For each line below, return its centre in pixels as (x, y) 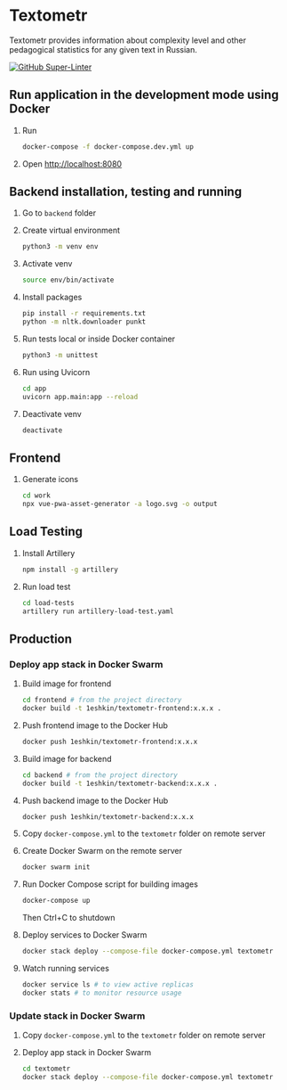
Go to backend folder (59, 213)
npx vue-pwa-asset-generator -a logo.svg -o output (120, 504)
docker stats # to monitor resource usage (102, 993)
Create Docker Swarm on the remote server (102, 851)
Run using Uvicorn (56, 372)
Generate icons (50, 479)
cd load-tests (48, 602)
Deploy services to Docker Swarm (84, 935)
